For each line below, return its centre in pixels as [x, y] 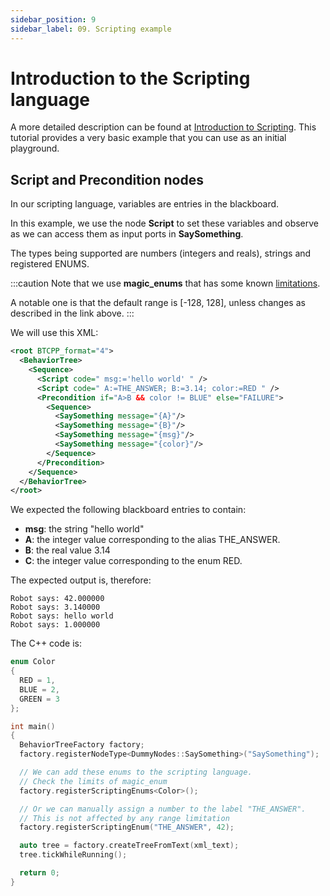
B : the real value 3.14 [67, 550]
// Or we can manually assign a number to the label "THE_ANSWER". [163, 809]
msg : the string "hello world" [84, 529]
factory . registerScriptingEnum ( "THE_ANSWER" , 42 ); [127, 827]
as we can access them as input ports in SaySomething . [127, 234]
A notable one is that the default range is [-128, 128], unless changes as [158, 303]
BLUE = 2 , [39, 689]
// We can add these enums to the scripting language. [136, 772]
